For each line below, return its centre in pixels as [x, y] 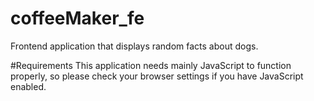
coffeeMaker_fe [77, 18]
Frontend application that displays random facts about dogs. [134, 46]
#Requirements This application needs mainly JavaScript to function [151, 65]
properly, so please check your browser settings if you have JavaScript [157, 76]
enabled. [28, 86]
